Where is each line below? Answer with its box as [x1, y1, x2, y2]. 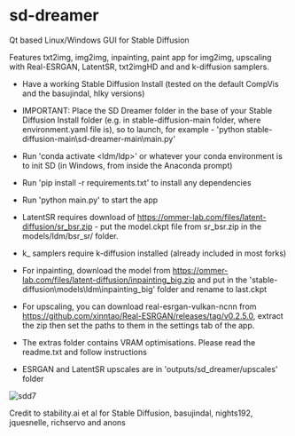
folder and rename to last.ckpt [157, 283, 268, 294]
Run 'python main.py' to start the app [21, 194, 159, 205]
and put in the [197, 274, 248, 285]
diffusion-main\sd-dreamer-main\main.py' [21, 133, 175, 144]
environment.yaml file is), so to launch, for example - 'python [21, 123, 245, 134]
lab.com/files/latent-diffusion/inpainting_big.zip [21, 274, 196, 285]
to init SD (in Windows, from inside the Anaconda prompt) [21, 160, 233, 170]
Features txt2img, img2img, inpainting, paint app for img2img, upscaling [9, 52, 272, 62]
